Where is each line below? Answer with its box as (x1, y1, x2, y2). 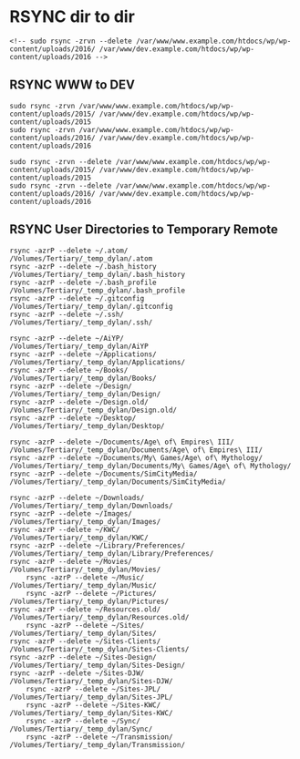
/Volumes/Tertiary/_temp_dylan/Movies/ (9, 565, 161, 574)
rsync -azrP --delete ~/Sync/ (26, 716, 141, 725)
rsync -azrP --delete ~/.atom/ (9, 246, 129, 255)
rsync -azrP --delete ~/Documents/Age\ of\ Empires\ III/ (9, 437, 234, 446)
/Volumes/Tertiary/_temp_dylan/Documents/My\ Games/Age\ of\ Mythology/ (9, 461, 292, 470)
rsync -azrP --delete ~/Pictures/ (26, 589, 157, 598)
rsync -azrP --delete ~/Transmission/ (26, 732, 173, 742)
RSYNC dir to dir (9, 6, 135, 27)
